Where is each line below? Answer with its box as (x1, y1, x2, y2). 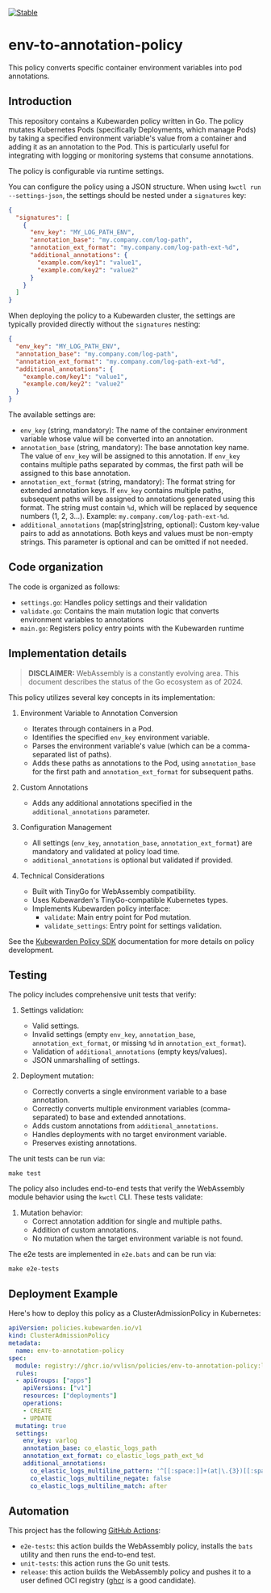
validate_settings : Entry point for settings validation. (44, 921, 222, 930)
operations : (23, 1399, 63, 1407)
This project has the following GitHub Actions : (8, 1526, 161, 1536)
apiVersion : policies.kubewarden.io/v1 (8, 1324, 143, 1333)
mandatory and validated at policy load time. (31, 846, 180, 856)
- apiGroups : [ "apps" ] (15, 1376, 92, 1385)
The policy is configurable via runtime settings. (8, 166, 165, 175)
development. (8, 945, 54, 955)
